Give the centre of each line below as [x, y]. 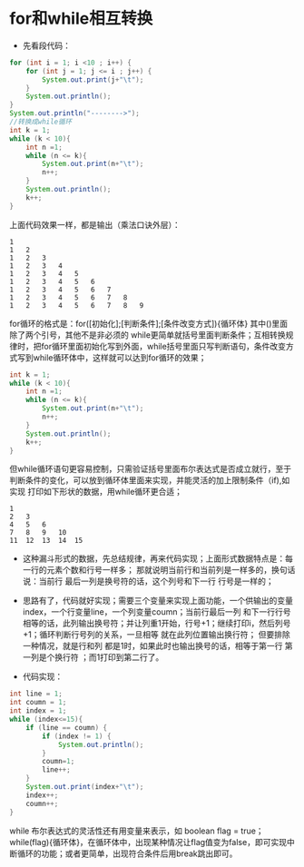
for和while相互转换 [81, 19]
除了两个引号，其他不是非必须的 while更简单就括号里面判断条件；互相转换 [147, 335]
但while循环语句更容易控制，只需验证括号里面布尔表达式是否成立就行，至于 [151, 469]
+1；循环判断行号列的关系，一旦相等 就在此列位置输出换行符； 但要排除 [156, 635]
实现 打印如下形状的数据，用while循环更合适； [96, 492]
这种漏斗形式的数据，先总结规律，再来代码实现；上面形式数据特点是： [154, 558]
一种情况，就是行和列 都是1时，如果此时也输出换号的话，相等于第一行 [152, 646]
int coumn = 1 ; [38, 703]
